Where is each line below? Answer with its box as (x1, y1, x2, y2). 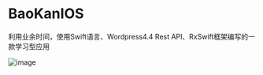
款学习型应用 (8, 41, 50, 51)
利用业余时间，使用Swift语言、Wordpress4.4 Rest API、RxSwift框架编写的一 (8, 32, 256, 41)
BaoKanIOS (8, 5, 84, 23)
